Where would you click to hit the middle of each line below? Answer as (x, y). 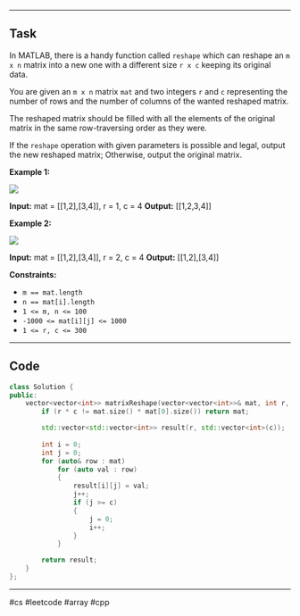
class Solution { (42, 387)
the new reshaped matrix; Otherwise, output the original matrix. (126, 154)
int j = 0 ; (62, 453)
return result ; (70, 560)
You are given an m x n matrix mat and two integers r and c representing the (149, 91)
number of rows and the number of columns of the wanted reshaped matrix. (149, 101)
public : (24, 395)
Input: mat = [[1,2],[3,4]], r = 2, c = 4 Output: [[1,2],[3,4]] (114, 257)
